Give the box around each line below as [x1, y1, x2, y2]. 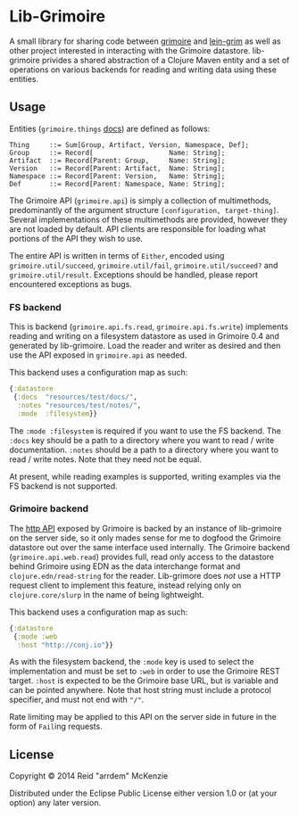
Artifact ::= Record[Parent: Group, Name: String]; [9, 156, 226, 165]
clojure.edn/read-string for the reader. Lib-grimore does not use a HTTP [9, 570, 281, 581]
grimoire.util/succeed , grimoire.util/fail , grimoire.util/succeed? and [9, 260, 278, 270]
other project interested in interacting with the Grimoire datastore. [9, 45, 251, 55]
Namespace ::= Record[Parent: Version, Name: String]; [9, 171, 226, 180]
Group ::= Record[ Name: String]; [9, 148, 226, 157]
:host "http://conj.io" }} [17, 640, 114, 649]
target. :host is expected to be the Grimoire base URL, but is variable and [9, 675, 279, 686]
